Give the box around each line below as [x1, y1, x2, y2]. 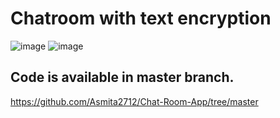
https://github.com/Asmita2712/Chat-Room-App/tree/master [10, 95, 259, 107]
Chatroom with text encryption [10, 7, 272, 30]
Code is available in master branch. [10, 69, 235, 86]
